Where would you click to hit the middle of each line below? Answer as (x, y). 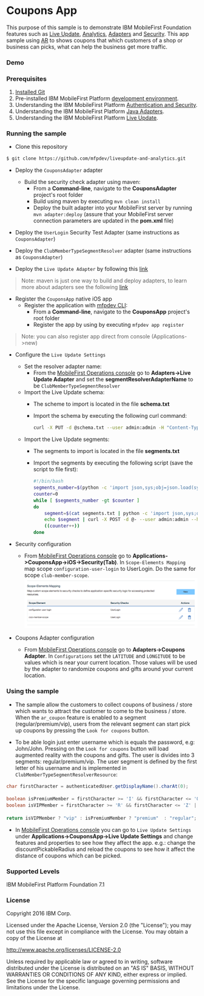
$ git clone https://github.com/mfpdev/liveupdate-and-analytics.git (96, 159)
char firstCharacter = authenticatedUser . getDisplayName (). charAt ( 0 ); (97, 786)
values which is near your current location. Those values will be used (110, 663)
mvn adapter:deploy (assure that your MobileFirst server (103, 214)
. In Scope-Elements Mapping (151, 562)
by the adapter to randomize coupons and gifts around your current (108, 669)
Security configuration (43, 544)
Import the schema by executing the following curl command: (110, 416)
